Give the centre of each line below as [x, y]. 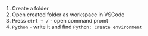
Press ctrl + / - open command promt [60, 21]
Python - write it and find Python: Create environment [77, 27]
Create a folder [30, 8]
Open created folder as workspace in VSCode [68, 15]
